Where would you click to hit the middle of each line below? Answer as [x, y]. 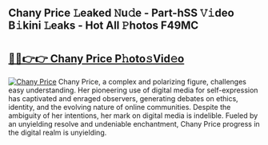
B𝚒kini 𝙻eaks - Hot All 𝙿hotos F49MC [104, 26]
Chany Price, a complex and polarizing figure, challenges [152, 82]
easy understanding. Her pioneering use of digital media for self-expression [133, 90]
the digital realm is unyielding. [58, 132]
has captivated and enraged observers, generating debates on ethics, [123, 98]
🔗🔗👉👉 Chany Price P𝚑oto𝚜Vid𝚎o [96, 59]
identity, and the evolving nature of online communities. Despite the [120, 107]
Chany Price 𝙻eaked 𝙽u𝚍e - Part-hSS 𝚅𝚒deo [121, 13]
